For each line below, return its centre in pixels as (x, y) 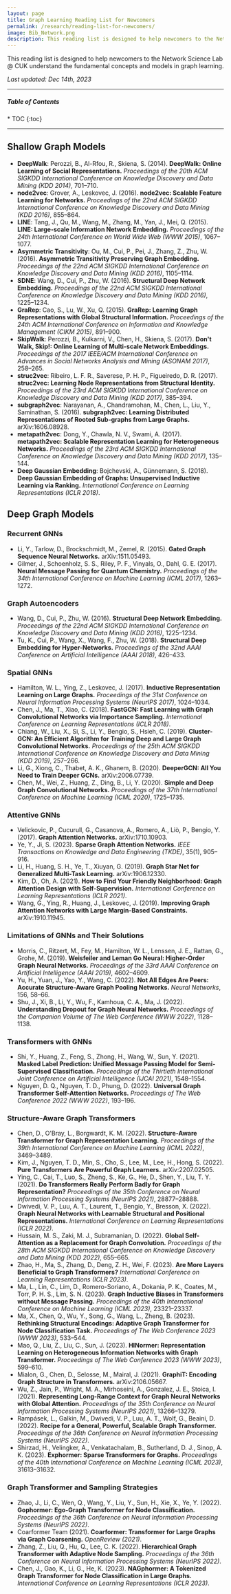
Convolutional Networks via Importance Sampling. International (110, 717)
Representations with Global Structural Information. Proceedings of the (121, 317)
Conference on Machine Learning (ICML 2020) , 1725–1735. (101, 797)
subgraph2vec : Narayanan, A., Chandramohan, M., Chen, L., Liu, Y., (114, 405)
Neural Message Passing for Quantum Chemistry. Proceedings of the (117, 571)
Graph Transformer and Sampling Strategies (82, 1487)
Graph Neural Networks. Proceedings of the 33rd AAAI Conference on (118, 965)
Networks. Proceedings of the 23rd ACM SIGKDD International (107, 449)
